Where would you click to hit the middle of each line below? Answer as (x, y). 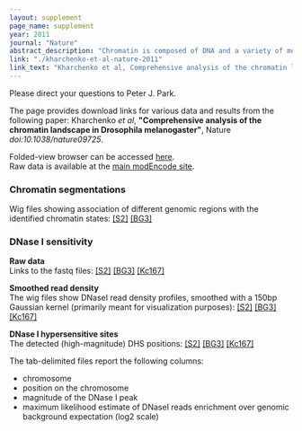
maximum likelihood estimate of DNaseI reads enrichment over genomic (155, 407)
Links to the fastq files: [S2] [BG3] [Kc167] (87, 271)
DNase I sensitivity (51, 242)
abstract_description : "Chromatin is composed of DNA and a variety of (146, 51)
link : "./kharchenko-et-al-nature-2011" (86, 59)
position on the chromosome (75, 388)
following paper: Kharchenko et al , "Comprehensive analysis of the (136, 120)
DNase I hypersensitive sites (64, 334)
